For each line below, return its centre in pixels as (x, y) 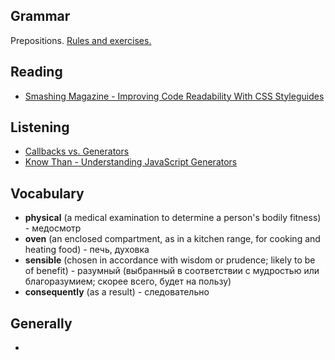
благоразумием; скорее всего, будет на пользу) (128, 281)
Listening (40, 127)
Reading (36, 72)
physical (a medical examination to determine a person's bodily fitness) (173, 218)
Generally (41, 323)
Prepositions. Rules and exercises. (81, 40)
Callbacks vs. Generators (77, 151)
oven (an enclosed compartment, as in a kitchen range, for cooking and (172, 239)
